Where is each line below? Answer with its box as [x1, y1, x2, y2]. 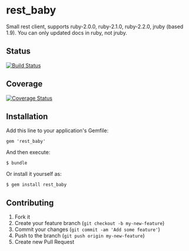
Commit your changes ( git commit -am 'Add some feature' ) [14, 226, 160, 233]
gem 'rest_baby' [6, 139, 46, 145]
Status [6, 46, 31, 56]
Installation [6, 111, 48, 121]
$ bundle [6, 160, 28, 166]
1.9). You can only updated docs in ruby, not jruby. [6, 29, 127, 36]
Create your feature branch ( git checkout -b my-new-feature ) [14, 220, 165, 227]
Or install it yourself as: [6, 170, 62, 178]
